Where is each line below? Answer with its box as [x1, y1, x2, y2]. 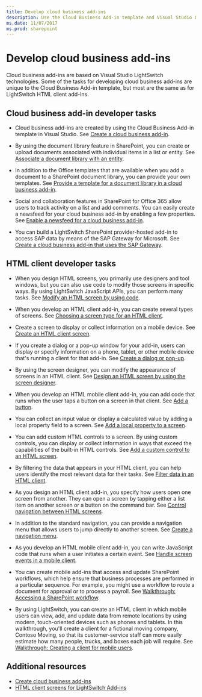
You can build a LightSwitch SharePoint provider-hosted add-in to [14, 228, 178, 236]
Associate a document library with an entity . [14, 155, 124, 162]
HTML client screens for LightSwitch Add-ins [14, 684, 127, 691]
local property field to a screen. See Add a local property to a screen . [14, 421, 187, 428]
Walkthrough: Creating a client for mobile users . [14, 644, 133, 651]
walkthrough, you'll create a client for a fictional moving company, [14, 625, 179, 632]
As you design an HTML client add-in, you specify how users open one [14, 489, 191, 496]
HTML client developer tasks [6, 258, 116, 269]
